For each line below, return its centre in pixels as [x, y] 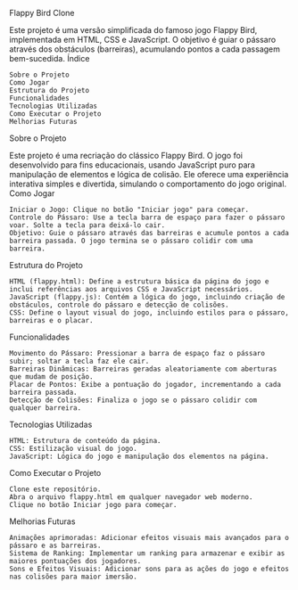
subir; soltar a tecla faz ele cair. [79, 361]
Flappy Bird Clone [42, 13]
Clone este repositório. [55, 489]
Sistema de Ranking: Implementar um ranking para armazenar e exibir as [147, 553]
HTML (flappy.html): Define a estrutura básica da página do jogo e [139, 282]
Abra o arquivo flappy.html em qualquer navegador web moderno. [131, 497]
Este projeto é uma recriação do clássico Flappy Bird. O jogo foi [126, 156]
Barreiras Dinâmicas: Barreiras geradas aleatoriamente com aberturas [143, 369]
